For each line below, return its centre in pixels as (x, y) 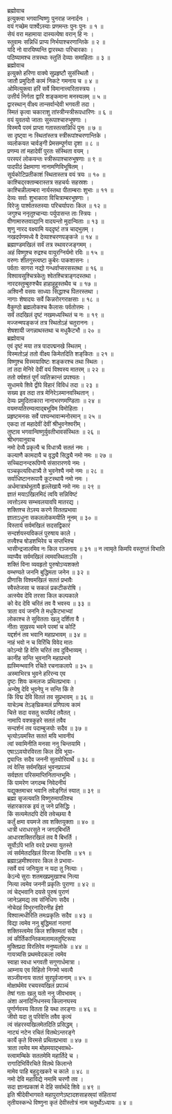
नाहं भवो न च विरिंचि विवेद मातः (40, 642)
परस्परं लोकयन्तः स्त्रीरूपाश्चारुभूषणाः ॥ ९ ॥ (54, 159)
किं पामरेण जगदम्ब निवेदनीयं (37, 783)
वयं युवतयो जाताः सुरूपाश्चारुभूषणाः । (47, 120)
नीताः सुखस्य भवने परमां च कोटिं (41, 627)
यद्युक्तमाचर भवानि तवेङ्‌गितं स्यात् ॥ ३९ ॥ (54, 791)
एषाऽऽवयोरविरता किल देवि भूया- (41, 751)
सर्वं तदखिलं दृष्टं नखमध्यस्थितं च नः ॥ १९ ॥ (56, 315)
